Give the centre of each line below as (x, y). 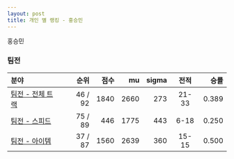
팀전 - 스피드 (31, 121)
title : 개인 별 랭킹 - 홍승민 (45, 20)
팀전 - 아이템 (31, 141)
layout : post (26, 14)
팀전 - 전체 (28, 93)
